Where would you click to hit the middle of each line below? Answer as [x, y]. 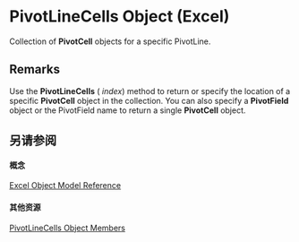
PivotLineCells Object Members [67, 228]
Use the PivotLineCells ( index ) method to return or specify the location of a [150, 91]
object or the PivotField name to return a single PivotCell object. [128, 110]
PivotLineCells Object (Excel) [120, 17]
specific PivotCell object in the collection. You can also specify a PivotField [149, 100]
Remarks [35, 69]
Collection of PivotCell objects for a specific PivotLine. [110, 41]
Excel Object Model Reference [65, 186]
